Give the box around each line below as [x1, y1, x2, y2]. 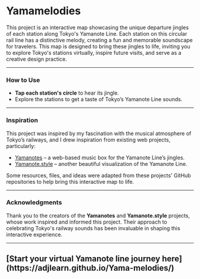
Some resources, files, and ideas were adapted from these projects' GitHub [6, 171, 192, 179]
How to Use [6, 76, 40, 84]
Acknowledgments [6, 198, 62, 206]
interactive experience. [6, 231, 62, 238]
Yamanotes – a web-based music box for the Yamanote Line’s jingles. [14, 153, 185, 161]
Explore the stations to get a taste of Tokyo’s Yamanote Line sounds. [14, 96, 183, 103]
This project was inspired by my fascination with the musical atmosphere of [6, 130, 192, 137]
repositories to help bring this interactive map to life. [6, 178, 135, 185]
